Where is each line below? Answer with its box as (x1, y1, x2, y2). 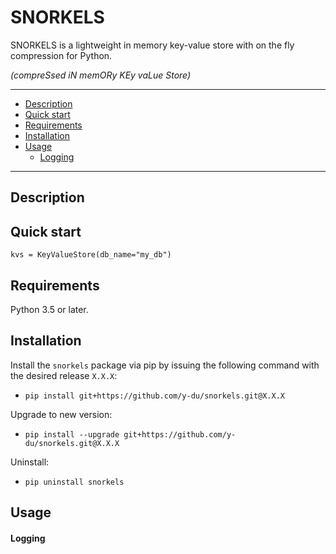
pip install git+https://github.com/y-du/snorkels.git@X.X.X (24, 391, 286, 401)
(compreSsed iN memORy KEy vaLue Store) (10, 69, 192, 81)
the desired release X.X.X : (10, 369, 118, 381)
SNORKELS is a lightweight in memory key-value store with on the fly (10, 39, 295, 51)
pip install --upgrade (24, 429, 120, 440)
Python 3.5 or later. (10, 303, 89, 315)
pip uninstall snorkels (24, 477, 125, 487)
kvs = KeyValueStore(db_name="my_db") (10, 250, 172, 260)
